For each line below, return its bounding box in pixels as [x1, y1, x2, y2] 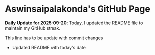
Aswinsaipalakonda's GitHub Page [5, 3, 150, 15]
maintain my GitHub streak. [5, 25, 61, 31]
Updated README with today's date [12, 44, 86, 50]
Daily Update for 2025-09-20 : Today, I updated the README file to [5, 20, 143, 26]
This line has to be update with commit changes [5, 35, 103, 41]
